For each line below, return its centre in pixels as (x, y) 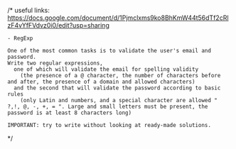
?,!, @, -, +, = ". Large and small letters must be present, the (108, 106)
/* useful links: (28, 10)
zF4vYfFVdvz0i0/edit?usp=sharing (59, 25)
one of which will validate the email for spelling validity (106, 70)
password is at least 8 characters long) (70, 113)
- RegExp (20, 38)
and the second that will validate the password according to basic (117, 88)
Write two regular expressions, (55, 63)
